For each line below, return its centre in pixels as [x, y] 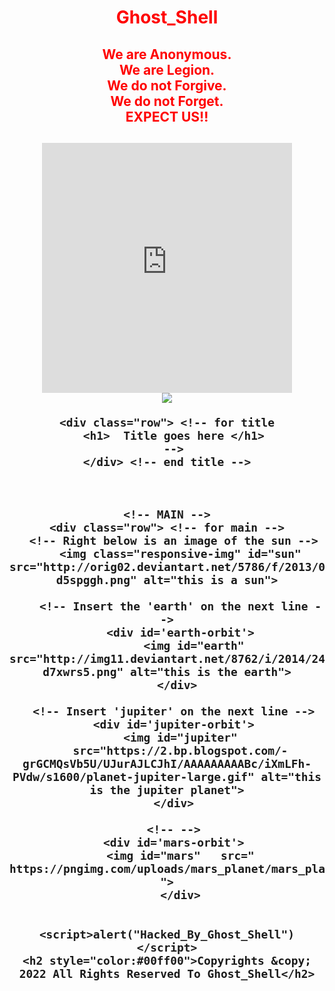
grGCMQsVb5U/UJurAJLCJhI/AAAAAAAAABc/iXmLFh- [167, 763]
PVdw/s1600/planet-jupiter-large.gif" [133, 776]
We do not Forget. [167, 101]
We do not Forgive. [167, 85]
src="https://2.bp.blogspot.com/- [180, 750]
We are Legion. [167, 69]
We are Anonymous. [167, 54]
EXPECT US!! [167, 116]
